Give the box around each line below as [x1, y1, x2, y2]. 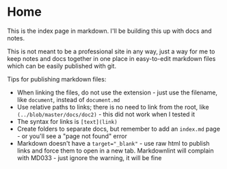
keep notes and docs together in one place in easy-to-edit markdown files [7, 54, 216, 62]
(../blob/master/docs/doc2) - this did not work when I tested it [16, 110, 196, 118]
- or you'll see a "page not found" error [16, 131, 128, 140]
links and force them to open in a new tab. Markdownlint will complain [16, 146, 214, 155]
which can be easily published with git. [7, 62, 117, 70]
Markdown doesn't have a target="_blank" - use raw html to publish [16, 139, 210, 147]
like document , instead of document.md [16, 95, 120, 103]
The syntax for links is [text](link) [16, 117, 118, 125]
